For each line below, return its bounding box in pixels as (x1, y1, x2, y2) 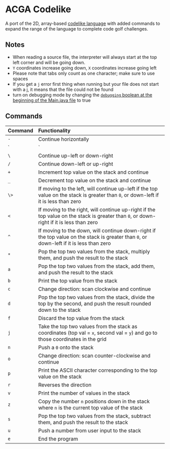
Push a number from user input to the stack (38, 427, 141, 434)
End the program (38, 435, 78, 442)
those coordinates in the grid (38, 335, 107, 342)
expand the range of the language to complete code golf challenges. (5, 25, 148, 31)
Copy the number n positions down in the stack (38, 398, 150, 405)
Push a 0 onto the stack (38, 344, 94, 351)
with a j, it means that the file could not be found (12, 86, 114, 92)
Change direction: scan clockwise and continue (38, 285, 151, 293)
